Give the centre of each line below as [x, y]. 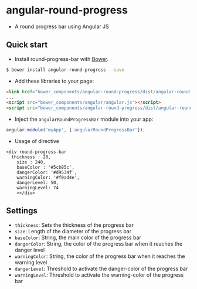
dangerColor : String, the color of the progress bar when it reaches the [98, 243]
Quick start [27, 45]
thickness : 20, [31, 157]
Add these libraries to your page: [54, 81]
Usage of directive [37, 141]
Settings [22, 211]
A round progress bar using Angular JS [62, 26]
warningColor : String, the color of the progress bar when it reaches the [100, 256]
